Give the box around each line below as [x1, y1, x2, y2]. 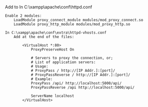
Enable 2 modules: [5, 13, 42, 18]
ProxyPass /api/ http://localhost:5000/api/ [30, 81, 122, 86]
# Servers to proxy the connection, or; [30, 55, 113, 60]
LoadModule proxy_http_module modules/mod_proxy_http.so [13, 22, 131, 27]
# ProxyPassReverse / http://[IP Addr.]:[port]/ [30, 72, 131, 77]
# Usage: [30, 64, 49, 69]
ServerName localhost [30, 94, 75, 98]
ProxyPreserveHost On [30, 47, 75, 52]
